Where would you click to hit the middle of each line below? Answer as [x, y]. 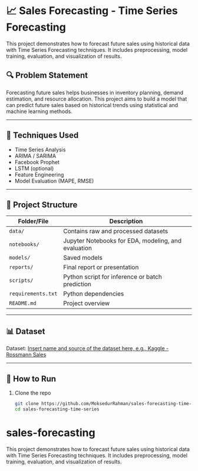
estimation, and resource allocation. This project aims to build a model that [97, 99]
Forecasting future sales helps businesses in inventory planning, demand [95, 92]
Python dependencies [93, 294]
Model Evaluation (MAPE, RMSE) [54, 181]
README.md [23, 304]
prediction [77, 284]
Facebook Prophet [37, 162]
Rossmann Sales [26, 355]
